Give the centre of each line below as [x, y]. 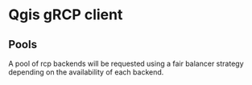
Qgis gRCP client [66, 15]
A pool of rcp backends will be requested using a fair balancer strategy [126, 63]
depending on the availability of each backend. [86, 72]
